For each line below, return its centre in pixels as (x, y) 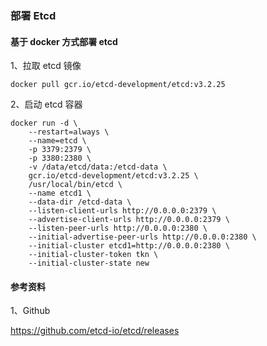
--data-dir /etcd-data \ (80, 202)
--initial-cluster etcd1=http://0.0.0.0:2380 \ (129, 246)
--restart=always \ (69, 132)
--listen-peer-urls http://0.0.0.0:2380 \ (118, 228)
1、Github (30, 311)
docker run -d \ (44, 123)
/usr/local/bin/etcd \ (75, 185)
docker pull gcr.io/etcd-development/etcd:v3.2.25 (118, 85)
